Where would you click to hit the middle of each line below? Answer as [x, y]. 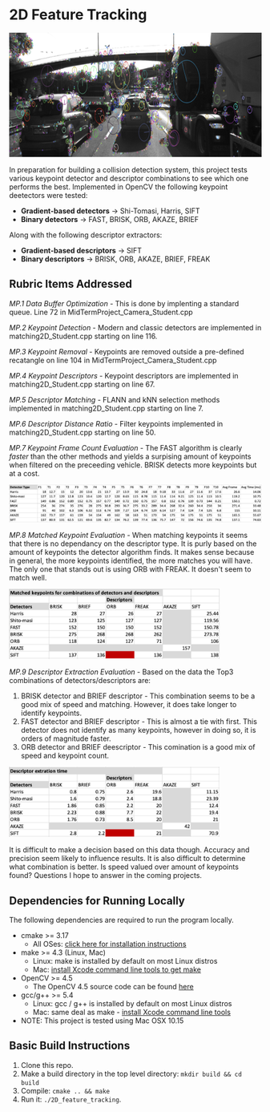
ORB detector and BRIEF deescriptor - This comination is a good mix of [138, 747]
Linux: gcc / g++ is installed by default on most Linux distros [132, 1003]
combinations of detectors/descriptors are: [80, 681]
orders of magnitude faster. [66, 738]
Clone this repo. [47, 1065]
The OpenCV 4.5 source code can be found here [113, 986]
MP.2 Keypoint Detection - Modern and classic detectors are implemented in [135, 327]
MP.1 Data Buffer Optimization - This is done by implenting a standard [124, 303]
